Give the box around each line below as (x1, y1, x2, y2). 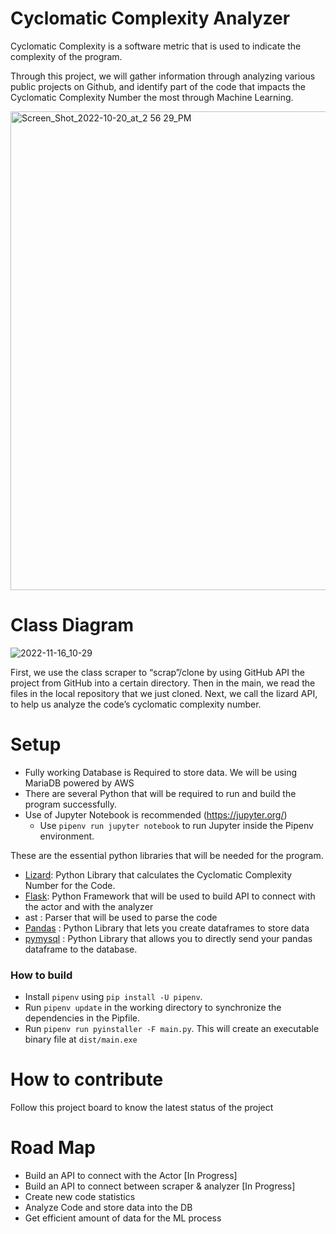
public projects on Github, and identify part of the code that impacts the (10, 80, 306, 92)
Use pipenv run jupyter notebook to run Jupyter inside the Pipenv (39, 819, 314, 831)
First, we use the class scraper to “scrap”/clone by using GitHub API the (10, 666, 306, 678)
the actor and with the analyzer (24, 900, 154, 912)
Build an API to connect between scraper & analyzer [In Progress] (24, 1180, 296, 1192)
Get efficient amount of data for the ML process (24, 1212, 222, 1224)
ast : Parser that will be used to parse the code (24, 911, 218, 923)
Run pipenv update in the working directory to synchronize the (24, 1002, 282, 1014)
